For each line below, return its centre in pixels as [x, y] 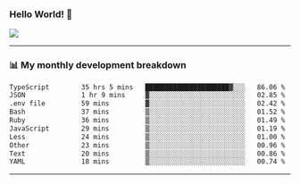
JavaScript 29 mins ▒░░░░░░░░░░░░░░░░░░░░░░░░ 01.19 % [147, 129]
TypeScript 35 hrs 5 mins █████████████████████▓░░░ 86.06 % [147, 87]
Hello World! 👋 [41, 14]
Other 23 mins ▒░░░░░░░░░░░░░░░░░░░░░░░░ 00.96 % [147, 145]
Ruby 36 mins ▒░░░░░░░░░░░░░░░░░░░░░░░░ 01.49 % [147, 121]
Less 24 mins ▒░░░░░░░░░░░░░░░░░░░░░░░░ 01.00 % [147, 137]
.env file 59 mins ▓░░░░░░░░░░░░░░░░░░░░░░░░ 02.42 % [147, 104]
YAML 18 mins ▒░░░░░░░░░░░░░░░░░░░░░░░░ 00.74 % [147, 162]
